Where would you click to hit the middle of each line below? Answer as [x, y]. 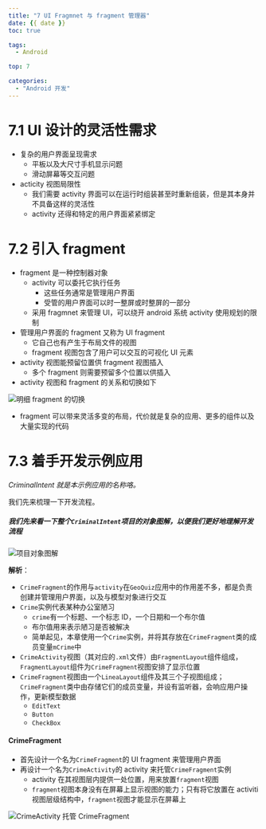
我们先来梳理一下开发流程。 [54, 501]
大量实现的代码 [44, 426]
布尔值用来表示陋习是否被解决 [80, 627]
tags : [17, 45]
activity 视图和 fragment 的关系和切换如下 [88, 382]
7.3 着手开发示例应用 [76, 461]
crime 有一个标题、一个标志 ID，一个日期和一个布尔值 [118, 617]
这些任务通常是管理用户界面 [89, 293]
